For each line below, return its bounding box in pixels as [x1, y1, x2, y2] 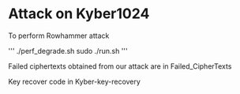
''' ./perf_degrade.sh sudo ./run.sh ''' [8, 46, 128, 55]
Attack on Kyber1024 [8, 5, 150, 23]
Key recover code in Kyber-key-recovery [8, 77, 141, 86]
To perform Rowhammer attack [8, 31, 110, 40]
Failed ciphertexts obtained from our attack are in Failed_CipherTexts [8, 61, 232, 71]
